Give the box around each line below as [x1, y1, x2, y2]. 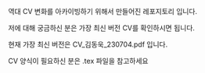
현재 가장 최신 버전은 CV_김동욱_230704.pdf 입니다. [8, 40, 168, 49]
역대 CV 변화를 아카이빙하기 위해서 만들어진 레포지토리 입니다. [8, 7, 198, 16]
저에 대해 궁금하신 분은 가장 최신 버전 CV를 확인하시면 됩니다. [8, 23, 196, 33]
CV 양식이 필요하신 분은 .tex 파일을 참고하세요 [8, 57, 149, 65]
